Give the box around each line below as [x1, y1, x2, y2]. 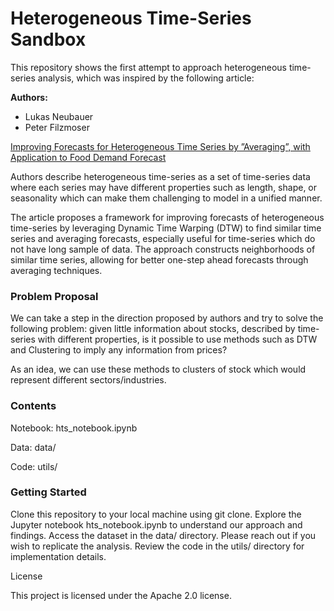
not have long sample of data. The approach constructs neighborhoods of [10, 243, 316, 255]
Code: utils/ [10, 460, 58, 472]
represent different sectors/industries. [10, 374, 167, 386]
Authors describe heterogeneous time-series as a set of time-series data [10, 170, 311, 182]
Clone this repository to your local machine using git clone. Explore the [10, 508, 302, 520]
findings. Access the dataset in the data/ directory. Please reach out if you [10, 529, 317, 541]
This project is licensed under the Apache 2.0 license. [10, 589, 232, 601]
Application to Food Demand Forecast [10, 151, 167, 163]
